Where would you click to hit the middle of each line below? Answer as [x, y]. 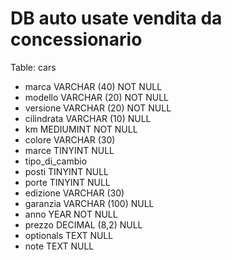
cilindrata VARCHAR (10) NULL [88, 118]
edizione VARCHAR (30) [74, 193]
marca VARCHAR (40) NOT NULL [93, 86]
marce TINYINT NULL [69, 150]
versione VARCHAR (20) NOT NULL [98, 108]
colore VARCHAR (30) [70, 139]
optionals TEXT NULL [69, 235]
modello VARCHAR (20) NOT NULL [97, 97]
